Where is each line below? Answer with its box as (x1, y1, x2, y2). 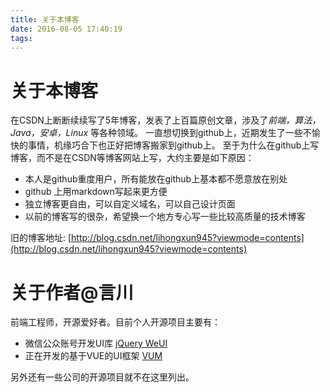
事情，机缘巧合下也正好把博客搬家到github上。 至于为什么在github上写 (27, 139, 320, 151)
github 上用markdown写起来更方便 (24, 186, 168, 198)
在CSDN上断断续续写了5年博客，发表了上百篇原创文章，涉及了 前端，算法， (10, 114, 322, 126)
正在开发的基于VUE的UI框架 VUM (24, 350, 163, 362)
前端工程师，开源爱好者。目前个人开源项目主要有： (10, 316, 221, 328)
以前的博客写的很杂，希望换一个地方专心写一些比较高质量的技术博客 (24, 211, 306, 223)
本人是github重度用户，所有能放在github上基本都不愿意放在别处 (24, 173, 288, 185)
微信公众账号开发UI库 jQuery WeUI (24, 337, 168, 350)
